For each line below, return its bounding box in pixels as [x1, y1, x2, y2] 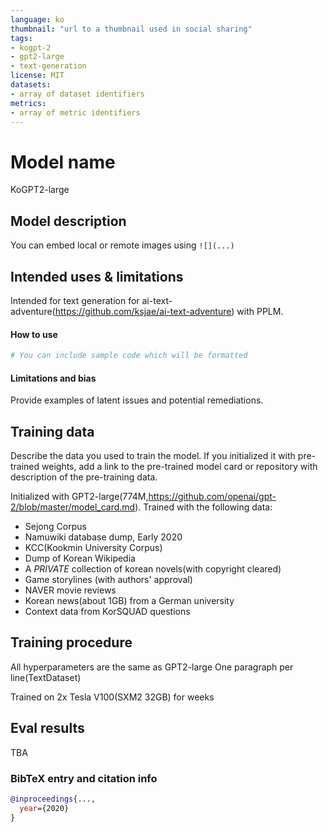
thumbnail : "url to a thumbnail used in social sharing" [10, 24, 253, 34]
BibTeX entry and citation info [10, 771, 158, 785]
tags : [10, 33, 33, 43]
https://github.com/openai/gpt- [148, 491, 277, 503]
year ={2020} [19, 803, 70, 813]
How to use [10, 328, 58, 340]
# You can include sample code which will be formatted [10, 351, 248, 361]
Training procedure [10, 634, 133, 651]
